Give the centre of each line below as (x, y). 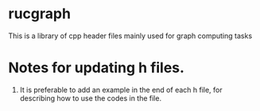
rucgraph (40, 14)
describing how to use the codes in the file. (90, 98)
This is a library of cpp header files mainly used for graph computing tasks (130, 36)
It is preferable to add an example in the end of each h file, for (121, 90)
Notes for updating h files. (97, 68)
